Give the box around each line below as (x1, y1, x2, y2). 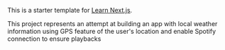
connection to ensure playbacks (7, 35, 101, 43)
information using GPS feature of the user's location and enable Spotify (7, 27, 216, 35)
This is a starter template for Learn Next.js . (7, 6, 133, 14)
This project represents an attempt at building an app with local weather (7, 20, 218, 27)
